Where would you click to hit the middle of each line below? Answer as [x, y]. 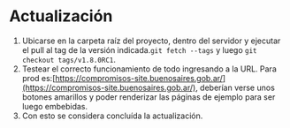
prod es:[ [38, 78]
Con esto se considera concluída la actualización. [112, 116]
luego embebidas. [55, 106]
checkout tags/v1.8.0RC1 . [69, 59]
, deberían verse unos [236, 87]
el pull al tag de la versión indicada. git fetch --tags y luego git [139, 49]
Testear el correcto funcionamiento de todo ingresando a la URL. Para [149, 69]
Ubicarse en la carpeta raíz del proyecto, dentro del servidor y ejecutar [151, 41]
